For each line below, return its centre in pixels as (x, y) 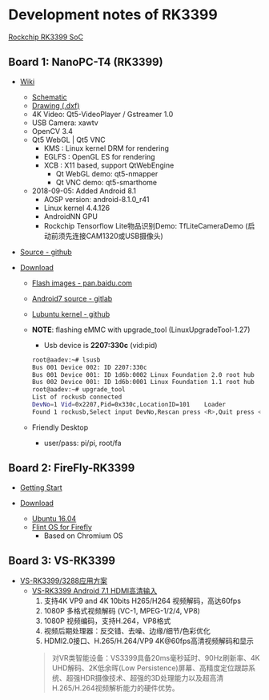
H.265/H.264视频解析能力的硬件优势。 (116, 688)
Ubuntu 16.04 (54, 518)
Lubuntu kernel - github (71, 314)
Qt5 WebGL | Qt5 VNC (68, 140)
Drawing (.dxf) (56, 105)
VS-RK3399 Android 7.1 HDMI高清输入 (94, 591)
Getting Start (41, 488)
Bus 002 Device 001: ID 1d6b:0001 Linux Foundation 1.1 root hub (143, 382)
